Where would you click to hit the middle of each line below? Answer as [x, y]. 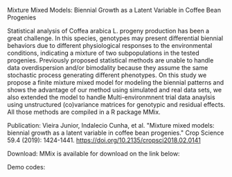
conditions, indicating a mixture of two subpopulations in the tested [103, 53]
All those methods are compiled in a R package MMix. [84, 112]
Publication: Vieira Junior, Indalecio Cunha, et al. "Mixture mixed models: [111, 125]
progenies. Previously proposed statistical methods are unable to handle [110, 60]
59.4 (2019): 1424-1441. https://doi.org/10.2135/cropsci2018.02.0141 [104, 140]
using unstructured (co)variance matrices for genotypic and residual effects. [116, 104]
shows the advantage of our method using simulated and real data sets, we [115, 90]
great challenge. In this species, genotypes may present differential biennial [115, 38]
